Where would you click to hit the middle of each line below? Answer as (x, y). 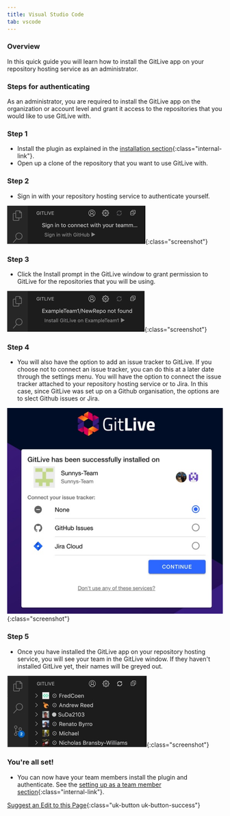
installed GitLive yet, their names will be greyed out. (90, 666)
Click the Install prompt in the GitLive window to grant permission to (113, 274)
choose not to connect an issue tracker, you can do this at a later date (115, 370)
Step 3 (18, 259)
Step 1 (17, 134)
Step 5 (18, 636)
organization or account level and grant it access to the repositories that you (115, 109)
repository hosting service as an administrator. (73, 69)
